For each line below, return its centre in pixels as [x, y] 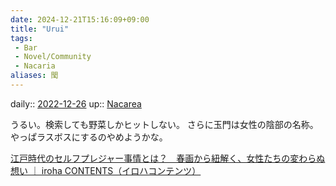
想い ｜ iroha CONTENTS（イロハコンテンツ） [106, 170]
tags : [21, 38]
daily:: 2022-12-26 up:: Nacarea [76, 103]
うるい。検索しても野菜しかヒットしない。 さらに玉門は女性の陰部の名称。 [164, 124]
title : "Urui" [40, 29]
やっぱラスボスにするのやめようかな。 [89, 137]
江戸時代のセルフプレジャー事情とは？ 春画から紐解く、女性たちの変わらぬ [168, 158]
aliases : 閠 [34, 76]
